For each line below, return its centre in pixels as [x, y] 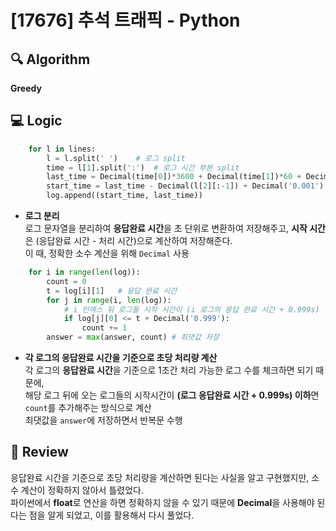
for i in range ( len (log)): [84, 272]
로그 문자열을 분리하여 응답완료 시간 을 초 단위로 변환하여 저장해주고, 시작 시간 [175, 228]
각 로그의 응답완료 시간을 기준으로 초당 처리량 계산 [121, 358]
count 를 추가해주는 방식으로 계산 [88, 408]
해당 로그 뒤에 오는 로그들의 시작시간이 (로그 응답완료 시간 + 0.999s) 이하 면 [172, 395]
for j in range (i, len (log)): [109, 300]
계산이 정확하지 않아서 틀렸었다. [82, 490]
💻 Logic [36, 121]
